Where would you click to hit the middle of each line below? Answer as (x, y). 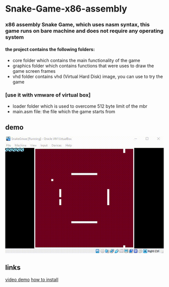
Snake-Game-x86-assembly (66, 9)
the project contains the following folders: (50, 49)
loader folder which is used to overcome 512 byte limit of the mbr (80, 106)
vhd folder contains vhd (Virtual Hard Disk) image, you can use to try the (88, 77)
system (15, 37)
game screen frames (34, 71)
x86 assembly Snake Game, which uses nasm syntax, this (77, 25)
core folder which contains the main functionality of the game (76, 61)
